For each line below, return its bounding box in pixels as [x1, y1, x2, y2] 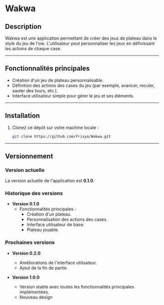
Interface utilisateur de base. [26, 222, 84, 227]
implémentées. [19, 289, 50, 295]
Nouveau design [19, 294, 53, 300]
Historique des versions [5, 190, 63, 197]
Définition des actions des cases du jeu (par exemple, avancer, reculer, [12, 82, 155, 88]
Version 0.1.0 [12, 201, 40, 207]
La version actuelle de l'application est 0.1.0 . [5, 178, 95, 183]
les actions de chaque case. [5, 46, 62, 51]
